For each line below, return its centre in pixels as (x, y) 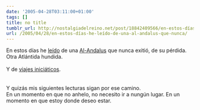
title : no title (26, 22)
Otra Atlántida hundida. (35, 57)
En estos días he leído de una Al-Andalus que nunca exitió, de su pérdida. (96, 50)
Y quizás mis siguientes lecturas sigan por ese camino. (74, 88)
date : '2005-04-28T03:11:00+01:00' (50, 12)
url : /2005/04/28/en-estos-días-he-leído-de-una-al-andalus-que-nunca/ (97, 34)
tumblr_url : (21, 28)
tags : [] (17, 17)
